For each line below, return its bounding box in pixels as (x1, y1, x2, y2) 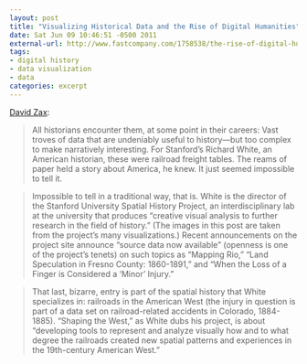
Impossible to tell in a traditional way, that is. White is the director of (31, 190, 287, 201)
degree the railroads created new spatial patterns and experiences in (31, 335, 292, 346)
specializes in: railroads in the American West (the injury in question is (31, 295, 296, 306)
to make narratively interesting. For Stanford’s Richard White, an (31, 144, 272, 155)
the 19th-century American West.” (31, 344, 160, 355)
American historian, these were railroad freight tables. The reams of (31, 153, 288, 165)
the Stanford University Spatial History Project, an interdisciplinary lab (31, 200, 295, 211)
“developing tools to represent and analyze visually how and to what (31, 325, 290, 336)
